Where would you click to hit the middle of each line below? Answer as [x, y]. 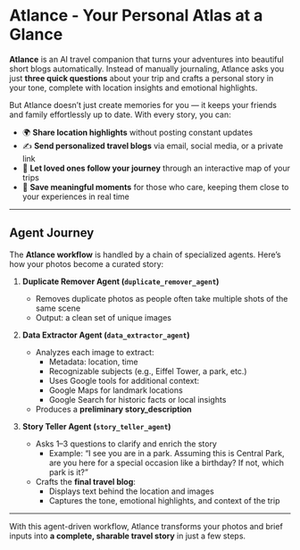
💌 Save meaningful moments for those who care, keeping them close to [155, 187]
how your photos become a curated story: [87, 263]
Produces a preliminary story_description [113, 409]
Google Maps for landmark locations [116, 390]
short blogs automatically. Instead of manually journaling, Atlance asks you [147, 69]
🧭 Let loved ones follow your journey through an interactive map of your [156, 168]
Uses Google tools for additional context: [124, 380]
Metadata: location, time [93, 362]
